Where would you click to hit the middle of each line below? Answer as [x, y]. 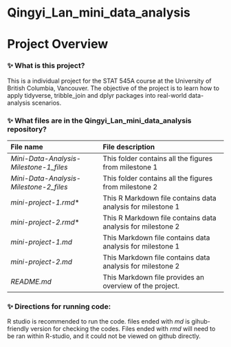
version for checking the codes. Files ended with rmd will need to [123, 329]
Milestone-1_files [39, 167]
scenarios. [47, 103]
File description [129, 147]
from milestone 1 [130, 167]
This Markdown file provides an [154, 277]
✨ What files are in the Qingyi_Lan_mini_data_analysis [99, 120]
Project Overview [58, 44]
